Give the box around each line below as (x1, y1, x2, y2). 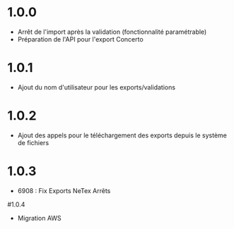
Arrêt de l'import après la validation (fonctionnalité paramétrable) (17, 27, 207, 36)
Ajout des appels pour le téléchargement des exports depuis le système (17, 131, 228, 140)
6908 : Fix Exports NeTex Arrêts (17, 186, 111, 194)
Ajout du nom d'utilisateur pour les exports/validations (17, 82, 175, 92)
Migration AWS (17, 213, 62, 222)
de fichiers (17, 138, 49, 147)
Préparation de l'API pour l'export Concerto (17, 35, 144, 43)
